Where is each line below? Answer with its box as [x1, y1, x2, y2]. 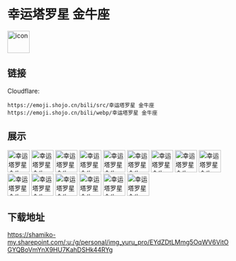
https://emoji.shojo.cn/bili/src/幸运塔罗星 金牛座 [7, 101, 154, 109]
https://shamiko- [7, 231, 56, 239]
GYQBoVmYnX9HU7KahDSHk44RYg [7, 245, 113, 254]
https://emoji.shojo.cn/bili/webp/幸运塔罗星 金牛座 [7, 109, 158, 116]
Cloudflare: [7, 87, 40, 95]
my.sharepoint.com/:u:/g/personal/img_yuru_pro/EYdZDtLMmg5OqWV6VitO [7, 238, 229, 247]
